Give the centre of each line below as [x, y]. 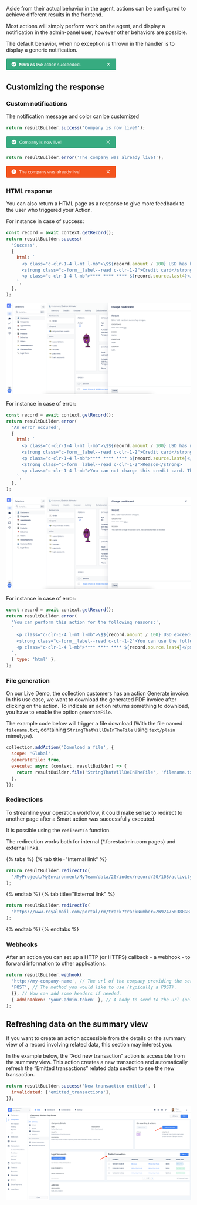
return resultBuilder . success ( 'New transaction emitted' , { [81, 1086]
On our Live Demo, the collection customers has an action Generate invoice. [98, 693]
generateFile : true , [36, 760]
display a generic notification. [42, 50]
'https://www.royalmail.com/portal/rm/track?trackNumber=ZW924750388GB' [102, 912]
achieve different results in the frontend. [55, 15]
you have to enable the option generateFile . [59, 712]
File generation [28, 681]
